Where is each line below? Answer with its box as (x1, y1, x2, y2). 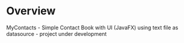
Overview (6, 4, 56, 18)
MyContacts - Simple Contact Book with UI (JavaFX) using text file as (6, 24, 179, 31)
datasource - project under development (6, 30, 107, 37)
